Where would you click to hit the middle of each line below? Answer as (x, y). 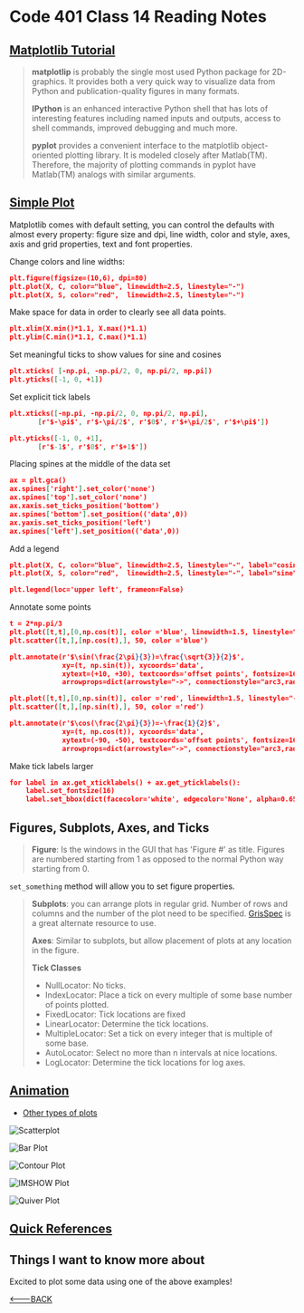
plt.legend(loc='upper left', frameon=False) (96, 590)
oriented (47, 155)
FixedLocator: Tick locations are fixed (115, 1014)
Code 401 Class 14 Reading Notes (138, 17)
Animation (39, 1091)
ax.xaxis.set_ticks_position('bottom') (85, 506)
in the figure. (55, 950)
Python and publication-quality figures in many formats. (135, 91)
